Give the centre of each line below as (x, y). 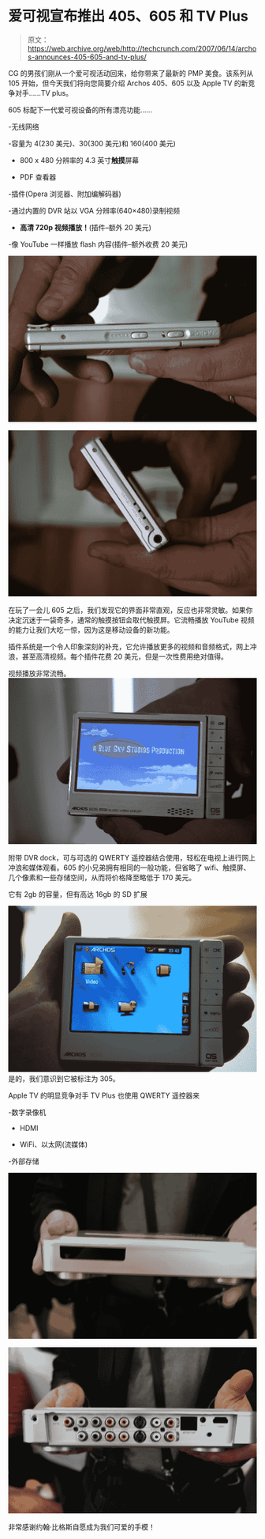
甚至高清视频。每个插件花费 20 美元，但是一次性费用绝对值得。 (125, 656)
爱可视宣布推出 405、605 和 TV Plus (128, 16)
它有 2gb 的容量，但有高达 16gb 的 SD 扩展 (78, 894)
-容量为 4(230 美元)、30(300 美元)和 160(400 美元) (92, 143)
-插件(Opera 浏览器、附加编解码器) (65, 194)
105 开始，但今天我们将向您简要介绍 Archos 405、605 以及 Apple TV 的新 (128, 83)
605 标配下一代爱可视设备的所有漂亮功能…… (80, 110)
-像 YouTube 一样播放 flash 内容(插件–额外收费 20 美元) (98, 244)
